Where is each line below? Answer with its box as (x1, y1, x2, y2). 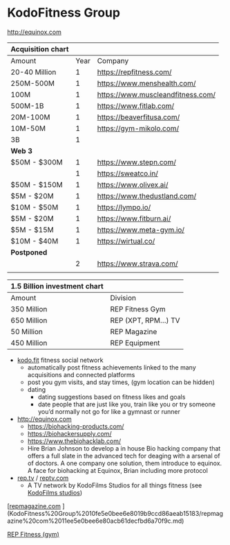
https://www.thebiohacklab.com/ (27, 437, 122, 445)
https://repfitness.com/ (97, 67, 172, 77)
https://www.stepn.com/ (97, 157, 176, 167)
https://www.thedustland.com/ (97, 191, 197, 200)
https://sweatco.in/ (97, 168, 159, 178)
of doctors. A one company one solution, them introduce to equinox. (27, 459, 222, 467)
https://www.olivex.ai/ (97, 180, 169, 189)
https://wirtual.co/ (97, 236, 155, 245)
